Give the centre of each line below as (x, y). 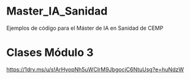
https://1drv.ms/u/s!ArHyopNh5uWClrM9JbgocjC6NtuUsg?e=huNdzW (95, 69)
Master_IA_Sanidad (57, 11)
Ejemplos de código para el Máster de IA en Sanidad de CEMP (85, 28)
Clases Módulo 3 (50, 53)
